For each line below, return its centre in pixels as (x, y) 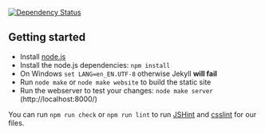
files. (16, 123)
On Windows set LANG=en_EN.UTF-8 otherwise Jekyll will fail (119, 73)
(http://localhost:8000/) (59, 99)
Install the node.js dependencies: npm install (95, 65)
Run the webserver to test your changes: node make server (117, 90)
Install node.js (43, 57)
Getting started (47, 37)
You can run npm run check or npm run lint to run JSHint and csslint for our (132, 114)
